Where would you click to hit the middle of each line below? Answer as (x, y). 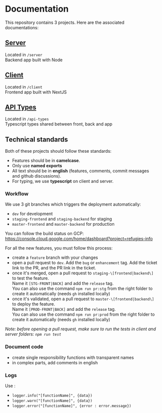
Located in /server (24, 54)
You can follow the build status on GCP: (44, 233)
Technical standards (37, 139)
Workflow (17, 194)
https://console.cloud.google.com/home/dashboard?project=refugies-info (79, 239)
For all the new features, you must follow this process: (59, 248)
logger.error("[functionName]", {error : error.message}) (72, 406)
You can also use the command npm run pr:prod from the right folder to (83, 314)
